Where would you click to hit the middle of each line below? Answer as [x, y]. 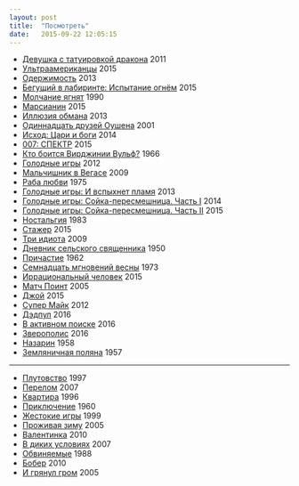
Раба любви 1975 [54, 182]
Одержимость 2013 [59, 78]
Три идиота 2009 [54, 239]
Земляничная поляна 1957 [72, 352]
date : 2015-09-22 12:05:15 [63, 34]
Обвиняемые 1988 [57, 454]
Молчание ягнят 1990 [63, 97]
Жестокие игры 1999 [61, 416]
